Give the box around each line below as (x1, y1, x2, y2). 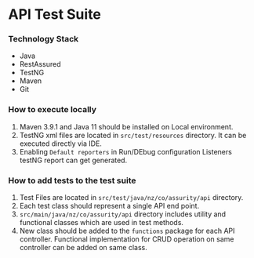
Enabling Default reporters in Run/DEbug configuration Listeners (19, 147, 233, 156)
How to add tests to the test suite (8, 175, 136, 186)
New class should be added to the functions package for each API (19, 226, 235, 236)
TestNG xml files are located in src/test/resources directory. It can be (19, 130, 247, 140)
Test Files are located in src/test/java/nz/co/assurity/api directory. (19, 193, 244, 202)
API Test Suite (8, 5, 102, 24)
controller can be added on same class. (19, 243, 147, 253)
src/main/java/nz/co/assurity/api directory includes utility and (19, 209, 226, 219)
